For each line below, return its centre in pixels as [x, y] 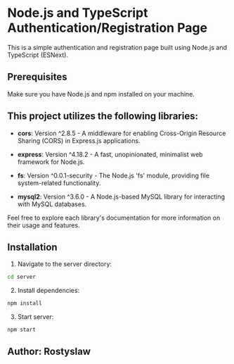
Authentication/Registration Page [108, 28]
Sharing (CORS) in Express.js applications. [79, 140]
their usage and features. [44, 225]
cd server [22, 277]
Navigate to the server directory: [65, 264]
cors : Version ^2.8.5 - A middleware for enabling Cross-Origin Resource [122, 133]
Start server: [35, 317]
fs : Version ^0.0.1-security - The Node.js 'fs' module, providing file [113, 175]
